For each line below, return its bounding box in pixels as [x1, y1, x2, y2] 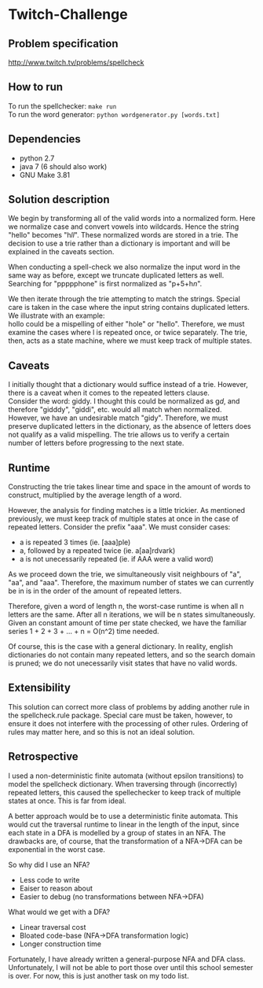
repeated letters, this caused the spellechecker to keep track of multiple [8, 787, 241, 797]
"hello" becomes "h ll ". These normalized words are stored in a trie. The [8, 230, 239, 240]
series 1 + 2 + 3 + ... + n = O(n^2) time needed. [8, 627, 159, 636]
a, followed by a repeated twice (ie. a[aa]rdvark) [19, 546, 176, 555]
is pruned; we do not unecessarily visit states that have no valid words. [8, 658, 238, 668]
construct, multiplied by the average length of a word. [8, 490, 182, 500]
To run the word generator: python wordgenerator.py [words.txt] [8, 109, 221, 119]
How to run [8, 80, 64, 94]
